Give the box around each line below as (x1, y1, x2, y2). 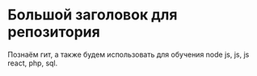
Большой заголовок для (7, 6, 178, 24)
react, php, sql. (7, 58, 58, 68)
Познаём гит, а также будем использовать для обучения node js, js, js (7, 49, 250, 59)
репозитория (7, 23, 100, 41)
